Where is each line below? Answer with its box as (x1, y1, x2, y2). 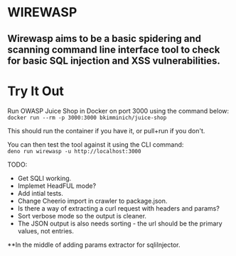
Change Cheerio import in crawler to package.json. (17, 196, 168, 205)
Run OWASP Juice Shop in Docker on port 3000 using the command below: (7, 106, 230, 115)
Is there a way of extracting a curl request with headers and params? (17, 204, 220, 213)
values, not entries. (17, 226, 75, 235)
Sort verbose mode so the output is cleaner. (17, 211, 147, 220)
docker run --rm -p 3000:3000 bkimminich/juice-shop (7, 114, 167, 121)
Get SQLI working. (17, 174, 72, 182)
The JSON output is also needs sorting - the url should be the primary (17, 219, 222, 228)
